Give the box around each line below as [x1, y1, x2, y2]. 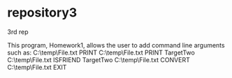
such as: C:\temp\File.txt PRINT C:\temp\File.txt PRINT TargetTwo [7, 48, 196, 57]
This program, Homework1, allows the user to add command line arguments [7, 41, 225, 49]
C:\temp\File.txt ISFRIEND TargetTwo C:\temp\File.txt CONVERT [7, 55, 190, 64]
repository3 [7, 5, 78, 21]
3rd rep [7, 28, 29, 36]
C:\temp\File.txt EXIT [7, 63, 67, 71]
